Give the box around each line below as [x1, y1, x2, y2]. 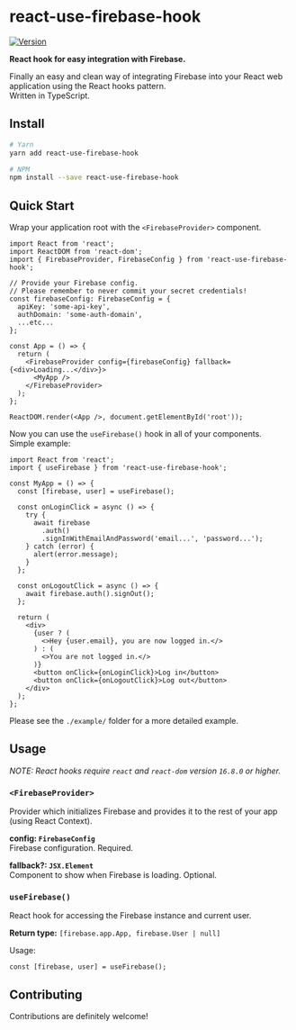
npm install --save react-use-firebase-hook [9, 173, 179, 182]
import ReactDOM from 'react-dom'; [9, 248, 143, 257]
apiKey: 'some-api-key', [17, 303, 111, 312]
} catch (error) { [25, 542, 94, 551]
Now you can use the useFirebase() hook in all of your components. [9, 429, 263, 439]
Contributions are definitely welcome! [9, 1011, 148, 1022]
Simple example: [9, 438, 71, 449]
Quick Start [9, 198, 75, 213]
